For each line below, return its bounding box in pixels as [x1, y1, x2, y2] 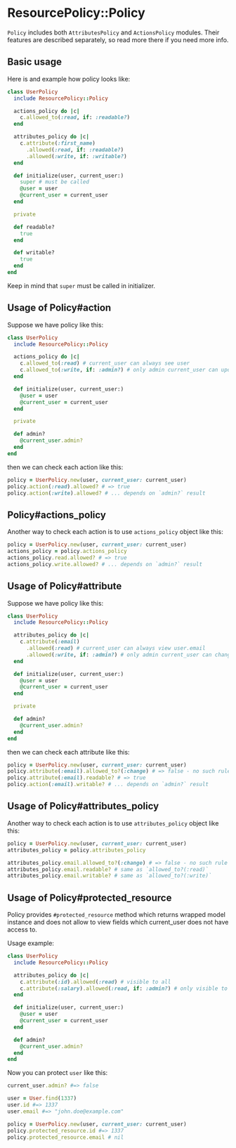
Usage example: [7, 939, 55, 948]
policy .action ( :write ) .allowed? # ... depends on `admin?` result [7, 490, 206, 497]
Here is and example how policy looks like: [7, 74, 131, 83]
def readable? [13, 223, 55, 230]
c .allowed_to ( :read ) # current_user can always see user [20, 360, 190, 367]
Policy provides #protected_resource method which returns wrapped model [7, 911, 226, 919]
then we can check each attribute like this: [7, 748, 130, 756]
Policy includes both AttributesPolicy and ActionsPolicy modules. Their [7, 28, 220, 37]
